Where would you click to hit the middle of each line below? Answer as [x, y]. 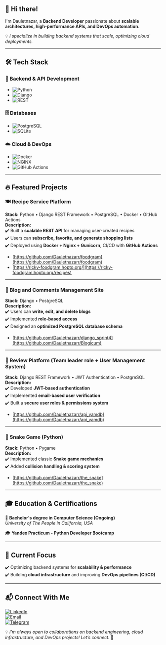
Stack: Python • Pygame [30, 448]
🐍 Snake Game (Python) [34, 437]
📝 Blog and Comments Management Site [54, 290]
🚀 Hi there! [22, 9]
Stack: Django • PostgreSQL [34, 301]
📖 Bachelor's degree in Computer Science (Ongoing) [60, 518]
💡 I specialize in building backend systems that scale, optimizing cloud [77, 36]
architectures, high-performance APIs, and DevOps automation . [72, 26]
